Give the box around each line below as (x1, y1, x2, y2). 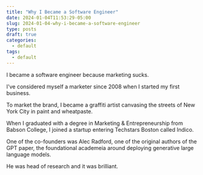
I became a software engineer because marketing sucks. (6, 71, 149, 78)
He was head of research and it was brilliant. (6, 162, 119, 170)
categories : (6, 37, 37, 43)
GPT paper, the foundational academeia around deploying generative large (6, 144, 194, 151)
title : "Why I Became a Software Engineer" (6, 9, 119, 15)
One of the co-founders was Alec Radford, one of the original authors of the (6, 138, 197, 145)
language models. (6, 151, 52, 158)
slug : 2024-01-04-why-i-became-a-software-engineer (6, 20, 140, 26)
